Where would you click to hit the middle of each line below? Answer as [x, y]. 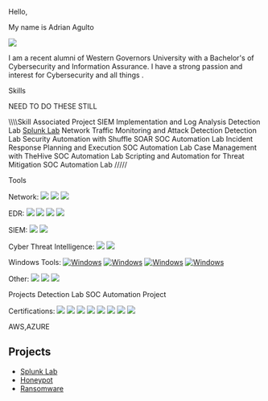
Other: [19, 279]
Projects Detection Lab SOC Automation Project [87, 294]
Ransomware [42, 388]
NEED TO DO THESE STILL [53, 106]
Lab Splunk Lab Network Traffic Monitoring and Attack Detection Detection [133, 130]
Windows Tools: [35, 262]
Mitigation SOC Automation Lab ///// [68, 165]
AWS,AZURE [29, 327]
